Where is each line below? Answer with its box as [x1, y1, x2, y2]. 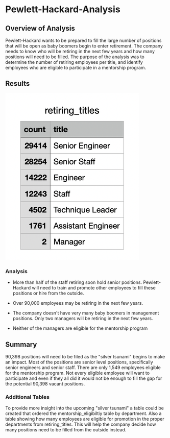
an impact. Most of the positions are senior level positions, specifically [5, 359, 153, 365]
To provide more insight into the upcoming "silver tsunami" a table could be [5, 405, 164, 411]
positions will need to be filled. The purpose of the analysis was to [5, 54, 144, 60]
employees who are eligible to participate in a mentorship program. [5, 65, 147, 70]
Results [5, 79, 30, 88]
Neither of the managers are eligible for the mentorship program [12, 325, 148, 331]
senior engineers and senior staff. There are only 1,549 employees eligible [5, 364, 161, 371]
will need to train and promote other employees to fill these [32, 285, 156, 291]
